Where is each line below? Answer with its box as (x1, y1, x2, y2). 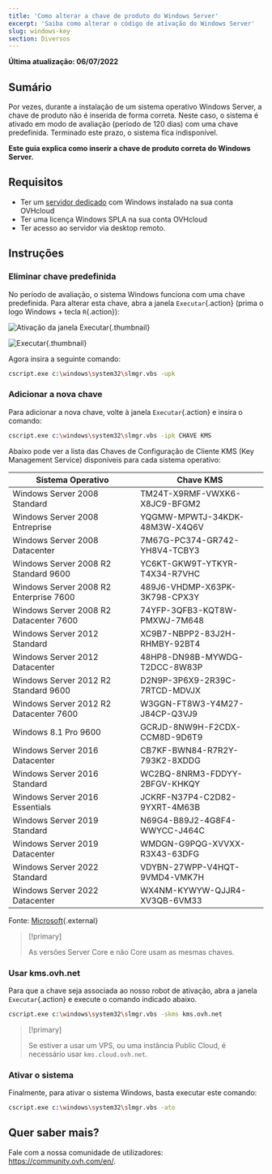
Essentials (12, 801, 51, 813)
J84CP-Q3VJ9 (140, 708, 198, 719)
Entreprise (12, 521, 53, 533)
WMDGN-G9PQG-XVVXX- (140, 838, 245, 849)
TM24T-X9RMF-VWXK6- (140, 488, 241, 499)
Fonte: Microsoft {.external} (8, 915, 99, 926)
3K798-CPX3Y (140, 591, 200, 602)
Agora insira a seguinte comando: (8, 354, 121, 364)
